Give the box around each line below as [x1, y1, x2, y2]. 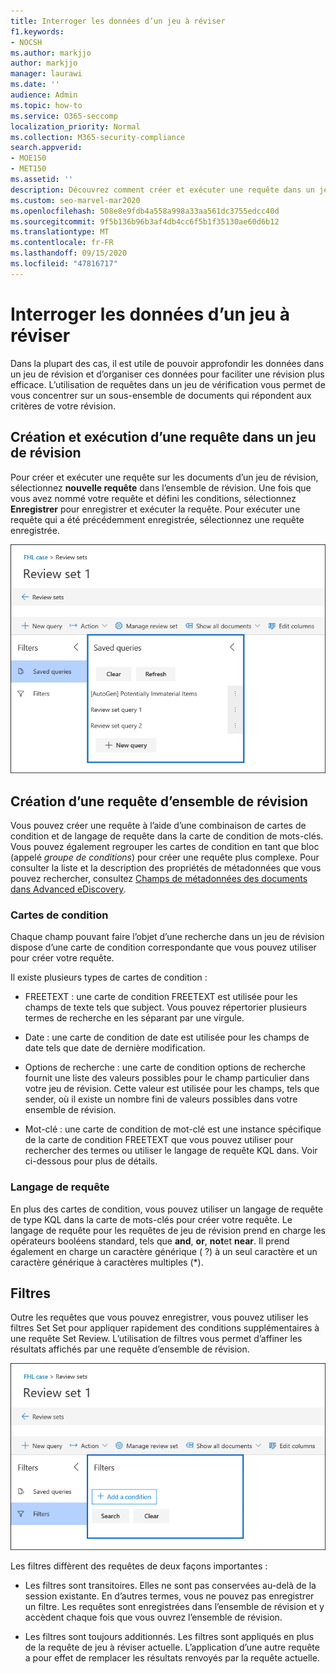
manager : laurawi [10, 69, 83, 79]
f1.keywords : [10, 26, 65, 37]
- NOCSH [10, 37, 43, 47]
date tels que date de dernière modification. [24, 1042, 206, 1054]
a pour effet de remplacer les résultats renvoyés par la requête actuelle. [24, 1651, 320, 1664]
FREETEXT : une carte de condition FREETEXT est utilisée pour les [24, 991, 298, 1003]
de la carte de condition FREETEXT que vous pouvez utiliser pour [24, 1134, 294, 1146]
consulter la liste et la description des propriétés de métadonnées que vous [10, 861, 322, 874]
